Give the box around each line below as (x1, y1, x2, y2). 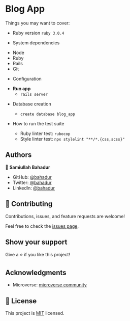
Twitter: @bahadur (12, 179, 52, 185)
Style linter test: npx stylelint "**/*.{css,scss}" (20, 136, 125, 142)
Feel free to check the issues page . (5, 223, 79, 229)
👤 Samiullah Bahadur (5, 164, 50, 170)
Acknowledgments (5, 268, 67, 277)
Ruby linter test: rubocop (20, 130, 71, 137)
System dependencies (12, 39, 60, 46)
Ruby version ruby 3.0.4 (12, 30, 64, 36)
